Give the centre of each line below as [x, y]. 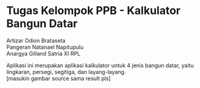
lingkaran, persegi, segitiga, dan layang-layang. [66, 71]
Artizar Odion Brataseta [36, 40]
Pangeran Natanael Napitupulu [45, 47]
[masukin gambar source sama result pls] [59, 78]
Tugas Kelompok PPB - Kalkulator [94, 11]
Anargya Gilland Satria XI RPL [43, 53]
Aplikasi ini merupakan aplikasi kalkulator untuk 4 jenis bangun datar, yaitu [100, 65]
